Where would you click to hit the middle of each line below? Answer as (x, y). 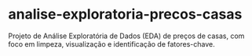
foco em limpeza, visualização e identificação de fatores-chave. (111, 44)
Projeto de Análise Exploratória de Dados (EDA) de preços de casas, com (126, 36)
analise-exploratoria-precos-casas (125, 14)
